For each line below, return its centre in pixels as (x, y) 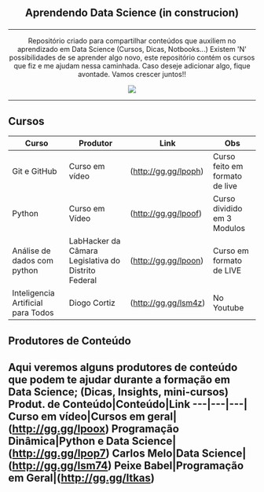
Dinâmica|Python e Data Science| (92, 441)
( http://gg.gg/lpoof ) (166, 214)
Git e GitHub (35, 171)
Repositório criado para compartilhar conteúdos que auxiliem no (132, 41)
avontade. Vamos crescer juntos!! (132, 75)
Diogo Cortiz (92, 303)
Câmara (83, 251)
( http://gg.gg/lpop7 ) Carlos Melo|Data (104, 453)
